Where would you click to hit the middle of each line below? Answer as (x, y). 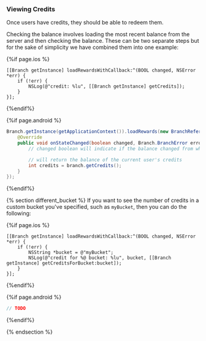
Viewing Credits (31, 9)
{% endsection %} (30, 332)
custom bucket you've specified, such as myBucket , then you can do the (97, 207)
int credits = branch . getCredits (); (75, 165)
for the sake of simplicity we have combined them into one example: (93, 47)
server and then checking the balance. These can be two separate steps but (103, 41)
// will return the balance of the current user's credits (105, 160)
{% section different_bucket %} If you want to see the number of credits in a (103, 200)
